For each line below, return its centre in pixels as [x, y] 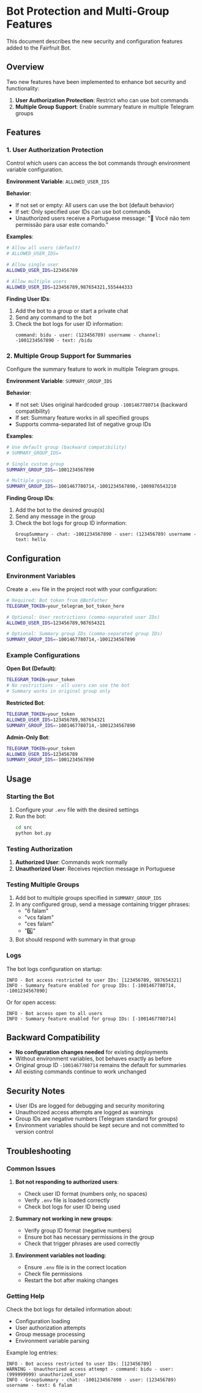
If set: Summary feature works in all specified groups [82, 417]
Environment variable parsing [52, 1341]
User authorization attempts [50, 1328]
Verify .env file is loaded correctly [67, 1200]
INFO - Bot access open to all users [54, 1013]
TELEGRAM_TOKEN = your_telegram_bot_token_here [65, 606]
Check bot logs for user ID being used [72, 1206]
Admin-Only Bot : [28, 737]
